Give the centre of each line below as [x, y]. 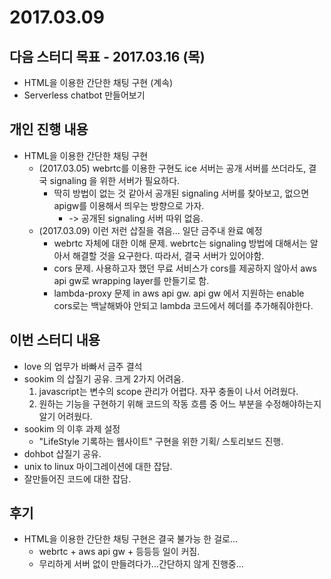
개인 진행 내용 [49, 129]
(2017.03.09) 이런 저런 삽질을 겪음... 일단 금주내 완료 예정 [150, 230]
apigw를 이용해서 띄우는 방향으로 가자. [129, 205]
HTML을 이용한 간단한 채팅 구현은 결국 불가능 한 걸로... [130, 539]
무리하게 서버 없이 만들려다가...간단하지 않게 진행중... [141, 564]
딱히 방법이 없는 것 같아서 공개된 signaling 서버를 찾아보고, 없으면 [181, 193]
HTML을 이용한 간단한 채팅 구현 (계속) [98, 82]
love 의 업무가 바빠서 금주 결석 [83, 366]
